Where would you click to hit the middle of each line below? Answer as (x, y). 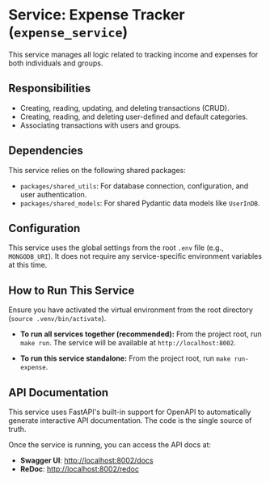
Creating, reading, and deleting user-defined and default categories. (134, 116)
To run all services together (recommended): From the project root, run (141, 334)
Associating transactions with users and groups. (100, 125)
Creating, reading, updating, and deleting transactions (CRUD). (124, 108)
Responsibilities (50, 89)
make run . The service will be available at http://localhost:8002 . (128, 343)
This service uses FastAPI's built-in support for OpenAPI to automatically (130, 412)
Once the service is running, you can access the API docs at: (110, 445)
